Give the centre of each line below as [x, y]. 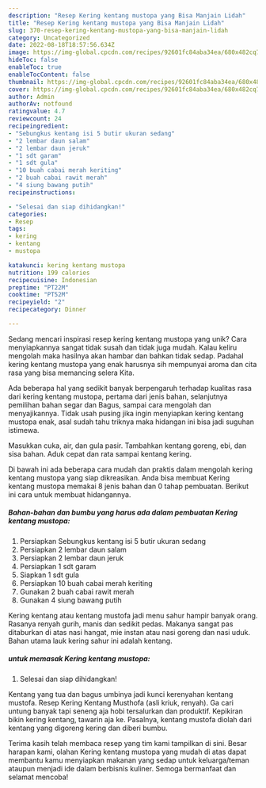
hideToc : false [33, 60]
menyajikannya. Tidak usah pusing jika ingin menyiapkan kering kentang [126, 413]
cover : [19, 89]
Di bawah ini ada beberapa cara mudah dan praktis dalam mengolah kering [131, 469]
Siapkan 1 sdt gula [49, 575]
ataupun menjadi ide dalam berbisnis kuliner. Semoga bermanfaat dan [122, 768]
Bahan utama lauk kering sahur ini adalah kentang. [90, 641]
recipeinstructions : [42, 192]
